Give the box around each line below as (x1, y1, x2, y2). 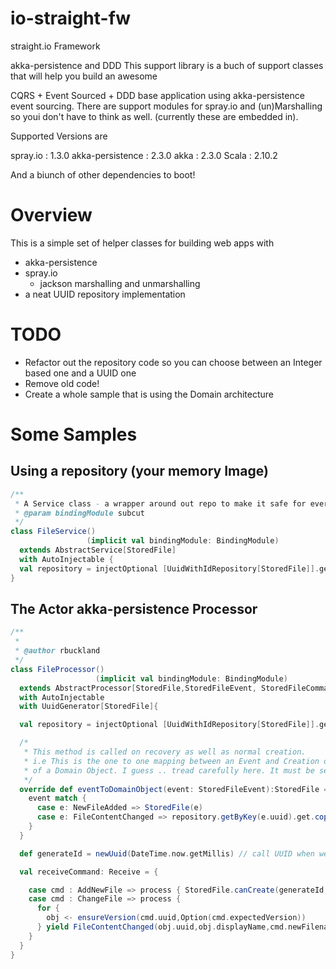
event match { (28, 793, 87, 804)
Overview (10, 204, 93, 227)
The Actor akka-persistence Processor (10, 600, 258, 617)
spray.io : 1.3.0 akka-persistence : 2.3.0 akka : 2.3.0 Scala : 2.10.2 (10, 149, 278, 161)
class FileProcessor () (10, 664, 105, 674)
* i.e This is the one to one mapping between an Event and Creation (23, 756, 320, 766)
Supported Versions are (10, 130, 108, 142)
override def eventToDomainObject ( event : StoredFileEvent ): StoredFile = (19, 784, 329, 794)
